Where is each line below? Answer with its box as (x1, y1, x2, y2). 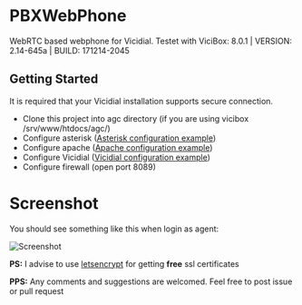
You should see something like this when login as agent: (9, 223, 219, 234)
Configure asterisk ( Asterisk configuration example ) (22, 133, 217, 143)
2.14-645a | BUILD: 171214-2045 (9, 44, 130, 55)
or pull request (9, 285, 64, 296)
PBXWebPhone (9, 5, 127, 26)
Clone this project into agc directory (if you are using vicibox (22, 113, 249, 123)
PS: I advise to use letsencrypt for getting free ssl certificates (9, 258, 239, 269)
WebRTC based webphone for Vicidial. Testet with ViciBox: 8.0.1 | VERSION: (9, 35, 293, 46)
